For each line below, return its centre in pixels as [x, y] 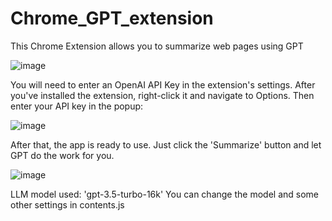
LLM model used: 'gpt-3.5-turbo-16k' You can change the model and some [164, 194]
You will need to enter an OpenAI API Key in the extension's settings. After [163, 84]
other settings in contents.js [67, 204]
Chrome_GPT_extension [112, 18]
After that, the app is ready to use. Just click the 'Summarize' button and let [166, 144]
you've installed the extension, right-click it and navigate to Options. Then [162, 95]
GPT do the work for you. [62, 155]
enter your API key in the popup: [77, 106]
